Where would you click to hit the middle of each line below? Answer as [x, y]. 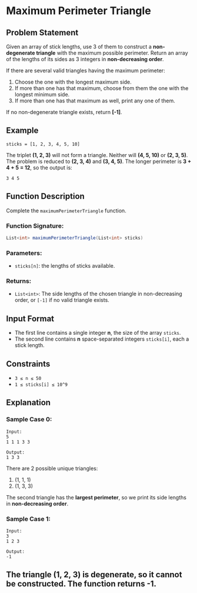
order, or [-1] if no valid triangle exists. [62, 300]
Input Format [30, 319]
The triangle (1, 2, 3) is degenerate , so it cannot [94, 575]
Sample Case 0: [29, 419]
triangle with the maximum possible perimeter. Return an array [112, 53]
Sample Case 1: [29, 519]
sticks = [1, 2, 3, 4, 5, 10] [43, 144]
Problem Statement [42, 33]
